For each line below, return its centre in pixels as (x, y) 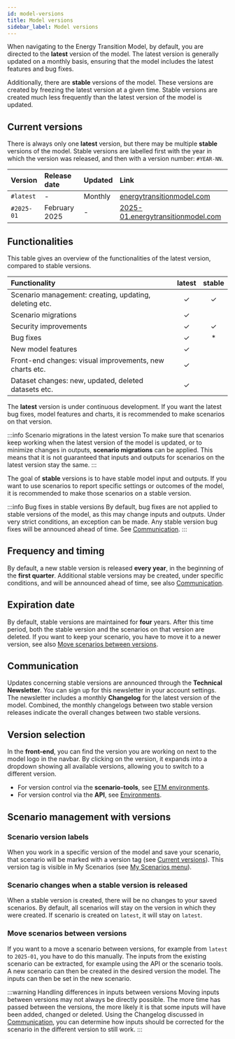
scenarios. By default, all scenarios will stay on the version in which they (112, 908)
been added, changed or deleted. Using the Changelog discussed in (106, 1014)
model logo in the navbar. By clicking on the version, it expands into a (107, 759)
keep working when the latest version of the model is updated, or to (105, 442)
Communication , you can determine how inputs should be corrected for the (116, 1021)
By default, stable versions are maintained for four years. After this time (111, 622)
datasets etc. (32, 389)
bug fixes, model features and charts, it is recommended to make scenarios (116, 414)
